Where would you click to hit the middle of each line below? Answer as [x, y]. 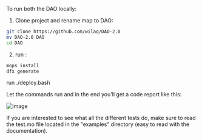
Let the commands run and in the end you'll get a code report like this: [94, 95]
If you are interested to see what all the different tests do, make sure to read [101, 118]
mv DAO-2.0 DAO [25, 37]
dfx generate [23, 71]
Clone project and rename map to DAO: [64, 20]
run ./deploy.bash [28, 83]
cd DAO [15, 43]
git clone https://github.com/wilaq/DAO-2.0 [63, 32]
